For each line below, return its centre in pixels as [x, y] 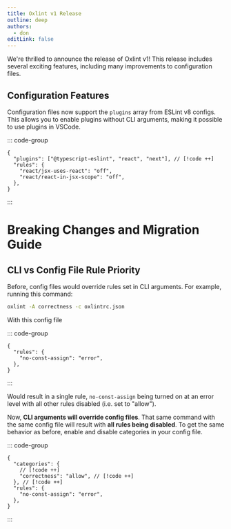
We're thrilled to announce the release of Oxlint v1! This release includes [110, 59]
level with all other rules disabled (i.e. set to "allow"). [82, 403]
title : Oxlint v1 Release [44, 13]
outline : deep [28, 20]
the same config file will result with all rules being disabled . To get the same [116, 424]
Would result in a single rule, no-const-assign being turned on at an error [111, 396]
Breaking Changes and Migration [103, 230]
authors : [20, 26]
